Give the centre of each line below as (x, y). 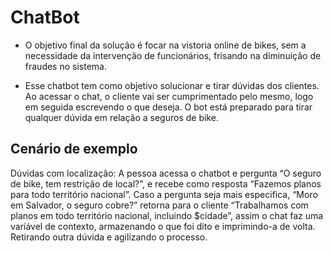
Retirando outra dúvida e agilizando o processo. (109, 237)
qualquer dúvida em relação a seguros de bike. (121, 117)
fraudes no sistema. (65, 66)
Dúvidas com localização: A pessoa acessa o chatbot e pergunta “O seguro (166, 173)
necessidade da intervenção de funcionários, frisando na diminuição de (173, 55)
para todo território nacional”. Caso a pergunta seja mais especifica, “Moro (164, 194)
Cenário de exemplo (74, 149)
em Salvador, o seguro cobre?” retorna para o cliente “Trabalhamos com (159, 205)
